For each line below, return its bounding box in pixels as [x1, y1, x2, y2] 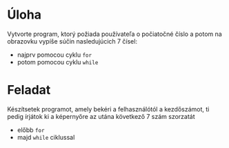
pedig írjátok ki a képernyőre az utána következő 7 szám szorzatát [7, 112, 195, 120]
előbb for [17, 125, 45, 134]
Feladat [7, 82, 51, 98]
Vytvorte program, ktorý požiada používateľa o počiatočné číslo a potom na [7, 30, 222, 38]
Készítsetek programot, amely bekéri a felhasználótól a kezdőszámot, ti [7, 104, 210, 113]
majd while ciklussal [17, 133, 75, 141]
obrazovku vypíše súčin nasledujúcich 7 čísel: [7, 37, 138, 45]
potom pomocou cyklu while [17, 57, 99, 66]
